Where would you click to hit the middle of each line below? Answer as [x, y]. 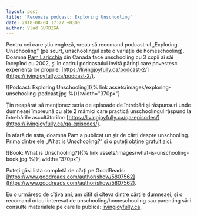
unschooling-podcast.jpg [37, 94]
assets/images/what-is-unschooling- [144, 153]
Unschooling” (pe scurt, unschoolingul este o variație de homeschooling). [95, 51]
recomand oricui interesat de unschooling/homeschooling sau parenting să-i [99, 201]
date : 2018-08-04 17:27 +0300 [43, 22]
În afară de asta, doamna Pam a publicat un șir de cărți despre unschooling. [98, 135]
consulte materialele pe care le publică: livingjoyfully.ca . [74, 207]
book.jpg [17, 159]
